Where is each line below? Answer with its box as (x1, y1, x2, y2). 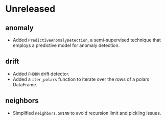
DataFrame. (12, 81, 37, 87)
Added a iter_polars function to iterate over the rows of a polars (12, 76, 150, 82)
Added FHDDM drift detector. (12, 70, 70, 77)
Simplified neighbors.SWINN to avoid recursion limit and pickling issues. (12, 110, 161, 116)
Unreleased (5, 3, 56, 15)
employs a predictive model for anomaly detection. (12, 42, 120, 49)
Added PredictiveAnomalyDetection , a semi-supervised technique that (12, 37, 161, 43)
